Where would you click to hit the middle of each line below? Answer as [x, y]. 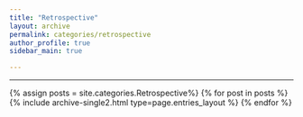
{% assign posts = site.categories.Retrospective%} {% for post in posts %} [149, 93]
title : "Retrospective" [54, 18]
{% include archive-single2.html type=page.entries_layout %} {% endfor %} [151, 103]
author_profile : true [50, 43]
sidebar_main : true [46, 51]
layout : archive [40, 26]
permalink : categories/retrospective [80, 34]
